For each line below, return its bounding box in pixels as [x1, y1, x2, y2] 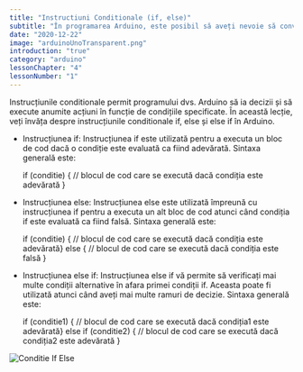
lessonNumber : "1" [9, 72, 78, 81]
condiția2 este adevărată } [22, 335, 121, 346]
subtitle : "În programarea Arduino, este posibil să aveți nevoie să [9, 22, 277, 31]
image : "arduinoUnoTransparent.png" [9, 38, 147, 48]
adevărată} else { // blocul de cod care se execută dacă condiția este [22, 242, 280, 253]
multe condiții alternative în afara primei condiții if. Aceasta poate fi [22, 279, 271, 290]
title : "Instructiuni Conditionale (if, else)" [9, 13, 192, 23]
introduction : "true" [9, 47, 91, 56]
